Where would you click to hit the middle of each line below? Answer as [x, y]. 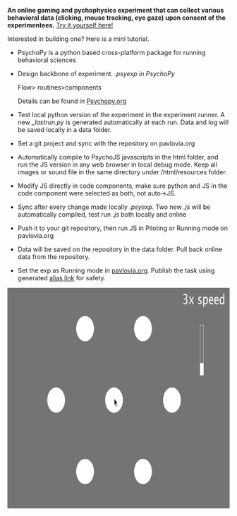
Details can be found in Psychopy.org [72, 101]
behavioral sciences [47, 60]
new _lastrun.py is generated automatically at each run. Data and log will [123, 122]
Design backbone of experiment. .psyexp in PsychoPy [96, 74]
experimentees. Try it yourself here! [60, 25]
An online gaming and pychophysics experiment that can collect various [116, 10]
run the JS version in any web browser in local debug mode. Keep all [117, 164]
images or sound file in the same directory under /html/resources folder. [122, 172]
